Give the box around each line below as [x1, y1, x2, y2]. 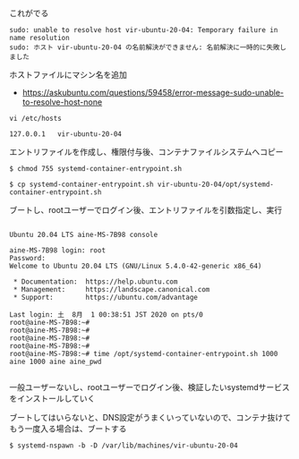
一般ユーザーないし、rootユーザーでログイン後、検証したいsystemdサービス [9, 382, 291, 392]
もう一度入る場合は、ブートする [9, 423, 127, 434]
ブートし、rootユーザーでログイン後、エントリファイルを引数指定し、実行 [9, 205, 283, 215]
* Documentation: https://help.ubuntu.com [13, 277, 178, 286]
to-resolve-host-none [21, 97, 103, 107]
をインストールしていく [9, 393, 96, 404]
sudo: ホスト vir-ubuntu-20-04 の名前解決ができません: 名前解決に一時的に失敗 [9, 43, 280, 52]
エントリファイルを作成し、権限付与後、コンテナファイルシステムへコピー [9, 147, 284, 157]
